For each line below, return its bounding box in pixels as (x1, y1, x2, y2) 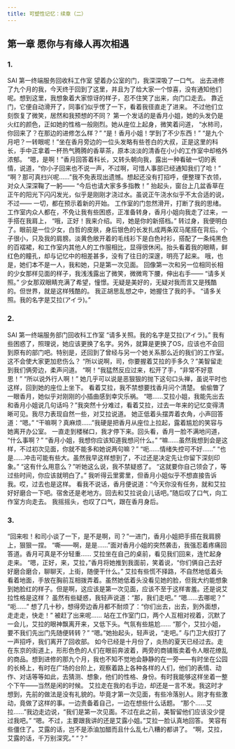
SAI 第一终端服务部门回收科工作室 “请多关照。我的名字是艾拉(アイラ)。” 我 (7, 331, 219, 339)
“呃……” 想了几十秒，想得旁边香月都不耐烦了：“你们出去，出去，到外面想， (7, 602, 224, 611)
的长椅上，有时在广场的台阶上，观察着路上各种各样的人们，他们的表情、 (7, 663, 215, 672)
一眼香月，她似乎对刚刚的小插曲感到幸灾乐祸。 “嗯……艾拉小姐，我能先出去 (7, 392, 225, 400)
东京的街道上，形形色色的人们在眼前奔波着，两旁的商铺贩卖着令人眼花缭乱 (13, 646, 228, 654)
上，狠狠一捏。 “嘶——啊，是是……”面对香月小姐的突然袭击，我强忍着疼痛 (7, 541, 221, 549)
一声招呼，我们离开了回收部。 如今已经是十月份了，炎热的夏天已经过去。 (7, 637, 218, 646)
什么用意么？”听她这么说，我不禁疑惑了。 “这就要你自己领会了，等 (36, 462, 227, 470)
